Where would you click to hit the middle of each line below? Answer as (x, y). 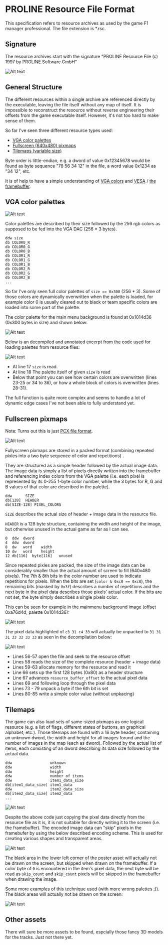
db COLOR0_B (17, 251)
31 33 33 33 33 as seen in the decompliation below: (58, 637)
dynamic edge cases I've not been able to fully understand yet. (70, 403)
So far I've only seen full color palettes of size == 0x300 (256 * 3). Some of (83, 292)
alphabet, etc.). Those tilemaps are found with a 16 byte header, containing (82, 732)
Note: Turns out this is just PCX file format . (49, 431)
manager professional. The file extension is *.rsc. (55, 28)
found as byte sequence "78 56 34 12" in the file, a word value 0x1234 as (80, 166)
